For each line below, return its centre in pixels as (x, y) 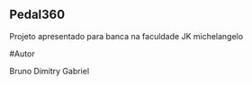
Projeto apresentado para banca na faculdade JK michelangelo (126, 36)
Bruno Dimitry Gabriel (49, 71)
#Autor (22, 54)
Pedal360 (37, 15)
